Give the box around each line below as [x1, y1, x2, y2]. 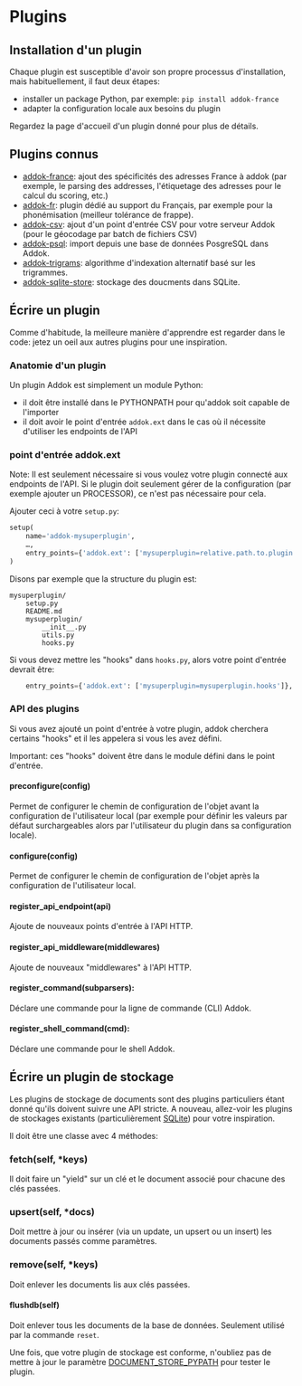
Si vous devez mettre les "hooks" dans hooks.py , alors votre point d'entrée [9, 654, 287, 665]
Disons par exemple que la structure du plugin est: [9, 573, 197, 584]
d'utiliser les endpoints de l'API [22, 425, 138, 436]
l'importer [22, 406, 60, 417]
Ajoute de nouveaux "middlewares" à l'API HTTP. [9, 962, 193, 973]
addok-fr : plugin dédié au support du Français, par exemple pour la [22, 199, 273, 210]
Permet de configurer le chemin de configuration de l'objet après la [9, 870, 260, 881]
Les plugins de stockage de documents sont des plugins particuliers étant [9, 1093, 285, 1105]
